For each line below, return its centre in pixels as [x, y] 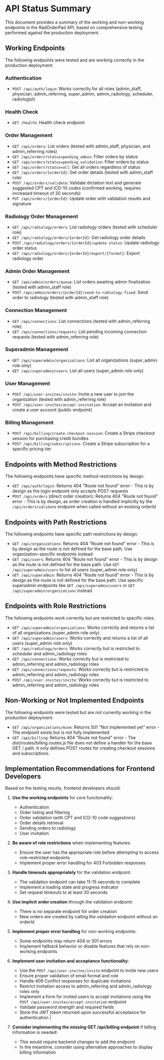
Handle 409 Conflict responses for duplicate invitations [75, 981]
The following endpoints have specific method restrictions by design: [75, 476]
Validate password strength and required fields [67, 1007]
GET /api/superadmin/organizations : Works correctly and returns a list [83, 627]
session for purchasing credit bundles [50, 438]
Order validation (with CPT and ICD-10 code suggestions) [77, 818]
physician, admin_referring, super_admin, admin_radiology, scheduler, [83, 94]
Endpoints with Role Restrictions [56, 606]
